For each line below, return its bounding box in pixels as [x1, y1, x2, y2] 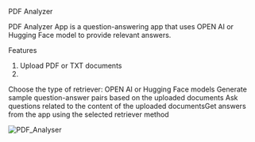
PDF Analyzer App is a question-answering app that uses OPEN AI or [8, 22, 234, 31]
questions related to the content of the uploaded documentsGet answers [8, 102, 246, 110]
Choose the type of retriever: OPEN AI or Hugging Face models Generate [8, 84, 248, 94]
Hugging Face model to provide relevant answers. [8, 31, 172, 39]
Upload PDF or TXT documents [19, 61, 122, 70]
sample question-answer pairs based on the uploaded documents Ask [8, 93, 238, 102]
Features [8, 46, 37, 54]
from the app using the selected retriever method [8, 110, 169, 119]
